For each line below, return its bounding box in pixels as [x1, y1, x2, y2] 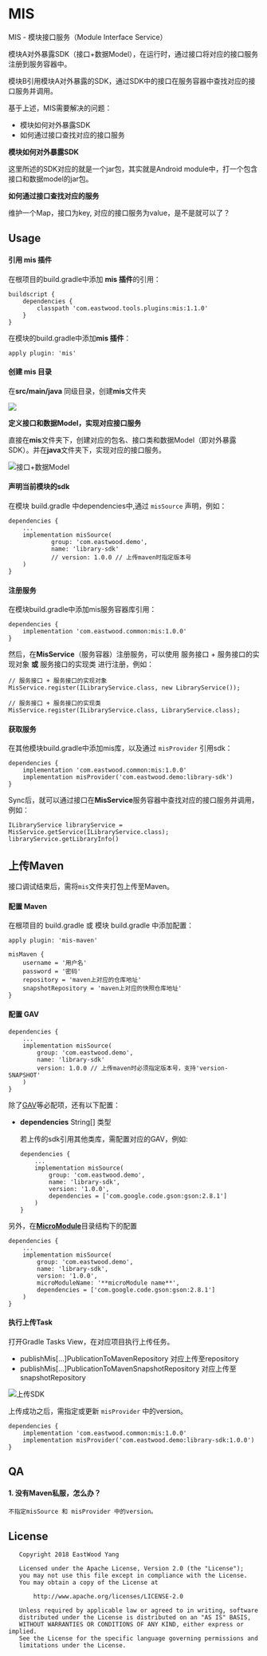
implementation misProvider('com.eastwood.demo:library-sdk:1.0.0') [22, 1436, 255, 1444]
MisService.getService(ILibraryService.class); [8, 828, 170, 836]
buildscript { [8, 290, 56, 298]
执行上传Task [8, 1317, 53, 1327]
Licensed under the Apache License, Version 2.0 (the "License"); [18, 1565, 245, 1573]
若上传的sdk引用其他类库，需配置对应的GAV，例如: [19, 1134, 188, 1143]
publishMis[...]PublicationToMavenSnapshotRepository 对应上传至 [19, 1364, 237, 1373]
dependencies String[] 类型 [19, 1117, 112, 1126]
